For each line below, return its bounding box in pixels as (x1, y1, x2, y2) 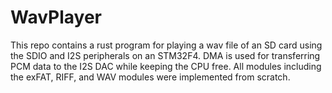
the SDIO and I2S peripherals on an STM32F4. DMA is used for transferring (10, 49, 321, 61)
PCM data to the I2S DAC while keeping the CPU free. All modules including (10, 60, 322, 72)
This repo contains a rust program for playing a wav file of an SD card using (10, 39, 323, 51)
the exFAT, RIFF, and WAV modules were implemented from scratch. (10, 71, 291, 83)
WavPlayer (10, 6, 103, 29)
